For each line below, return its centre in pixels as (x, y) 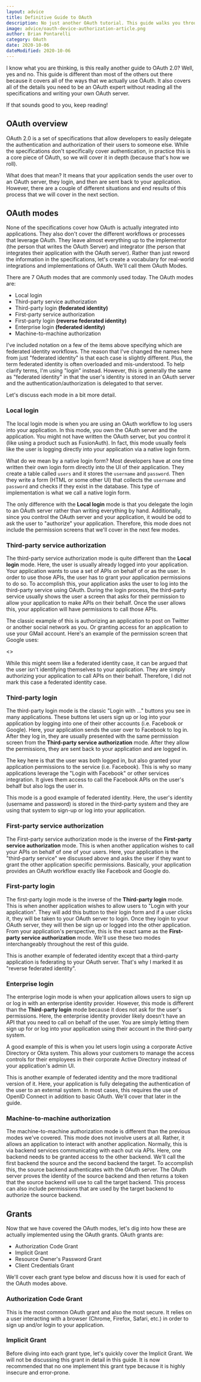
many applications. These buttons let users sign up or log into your (89, 717)
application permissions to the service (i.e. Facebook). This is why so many (99, 767)
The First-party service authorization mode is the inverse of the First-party (99, 839)
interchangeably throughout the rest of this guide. (68, 944)
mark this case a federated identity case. (57, 682)
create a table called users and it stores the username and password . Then (95, 473)
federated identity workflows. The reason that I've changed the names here (99, 352)
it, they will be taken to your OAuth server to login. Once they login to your (97, 918)
